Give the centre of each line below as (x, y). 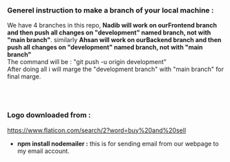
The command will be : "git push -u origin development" (87, 62)
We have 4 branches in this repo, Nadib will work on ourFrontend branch (112, 26)
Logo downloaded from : (49, 115)
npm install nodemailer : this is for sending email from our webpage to (118, 143)
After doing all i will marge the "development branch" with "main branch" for (116, 69)
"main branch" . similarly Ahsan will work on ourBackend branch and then (114, 40)
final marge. (24, 77)
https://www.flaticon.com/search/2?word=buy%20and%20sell (97, 130)
